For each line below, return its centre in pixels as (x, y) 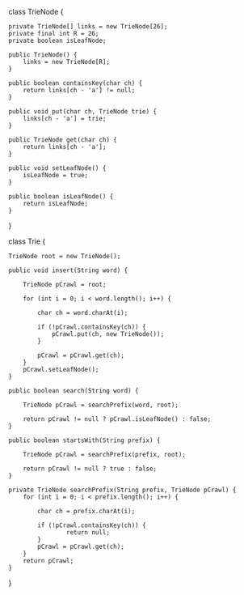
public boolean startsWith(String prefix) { (84, 440)
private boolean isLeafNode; (57, 40)
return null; (88, 533)
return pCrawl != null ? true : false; (90, 469)
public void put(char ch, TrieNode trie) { (83, 112)
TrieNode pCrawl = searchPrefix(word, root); (101, 405)
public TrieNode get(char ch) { (63, 140)
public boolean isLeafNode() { (61, 197)
